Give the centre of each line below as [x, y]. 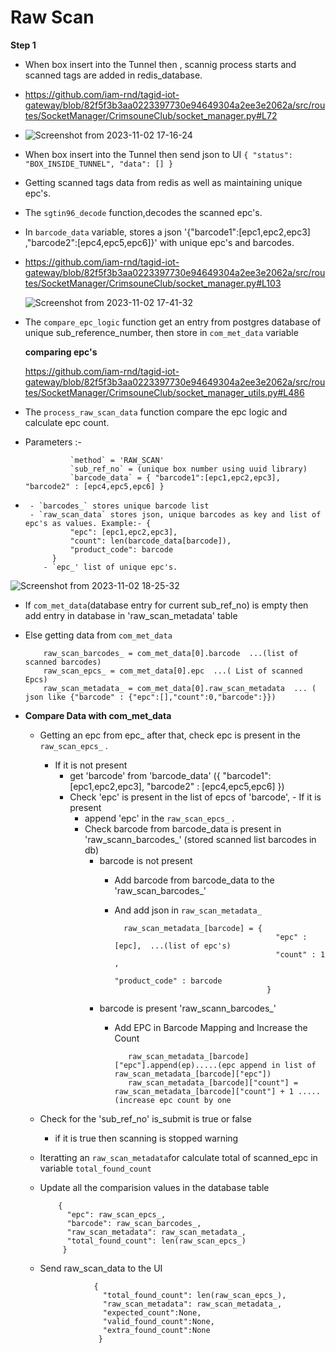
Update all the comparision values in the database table [154, 1187]
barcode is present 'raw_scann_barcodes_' [188, 1008]
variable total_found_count [95, 1168]
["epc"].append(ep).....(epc [175, 1065]
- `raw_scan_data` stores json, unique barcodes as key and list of [175, 514]
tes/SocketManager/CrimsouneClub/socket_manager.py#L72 [151, 115]
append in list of [278, 1065]
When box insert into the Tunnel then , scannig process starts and [160, 64]
